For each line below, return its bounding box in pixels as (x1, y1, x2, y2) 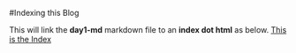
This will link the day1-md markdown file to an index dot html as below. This (9, 25, 287, 34)
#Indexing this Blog (9, 8, 80, 18)
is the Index (9, 34, 51, 44)
